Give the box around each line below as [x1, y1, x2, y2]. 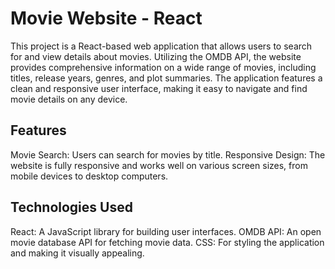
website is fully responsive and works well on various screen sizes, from [10, 159, 308, 171]
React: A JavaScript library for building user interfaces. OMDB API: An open [10, 225, 322, 237]
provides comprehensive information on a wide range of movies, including [10, 61, 317, 73]
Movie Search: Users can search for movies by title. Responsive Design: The [10, 148, 326, 161]
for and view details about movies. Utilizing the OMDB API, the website [10, 50, 302, 62]
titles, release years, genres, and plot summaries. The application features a [10, 72, 323, 84]
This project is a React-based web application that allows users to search [10, 40, 313, 52]
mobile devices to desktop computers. [10, 170, 169, 182]
